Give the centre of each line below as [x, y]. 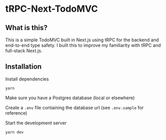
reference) [16, 113]
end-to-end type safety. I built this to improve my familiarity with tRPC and [83, 45]
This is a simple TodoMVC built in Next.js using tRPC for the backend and [82, 40]
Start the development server [36, 123]
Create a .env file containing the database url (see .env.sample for [75, 107]
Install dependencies [27, 79]
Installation [23, 67]
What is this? [26, 28]
